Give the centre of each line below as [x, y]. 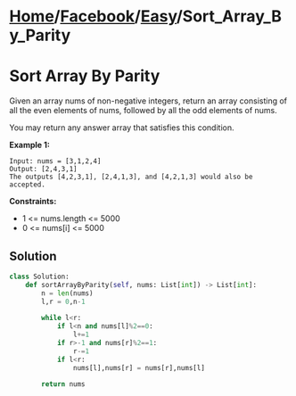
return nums [64, 384]
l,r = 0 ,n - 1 [64, 301]
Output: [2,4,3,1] [43, 169]
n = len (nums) [67, 293]
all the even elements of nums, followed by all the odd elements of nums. [144, 111]
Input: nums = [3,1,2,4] [55, 161]
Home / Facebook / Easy [93, 16]
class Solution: [39, 276]
